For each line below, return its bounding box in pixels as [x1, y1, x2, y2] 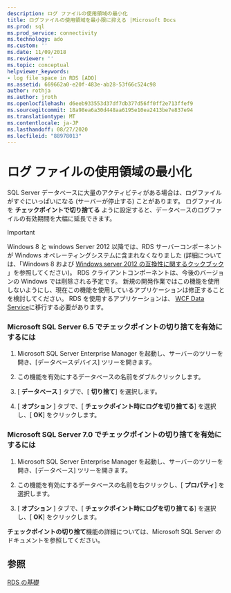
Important [7, 228, 35, 237]
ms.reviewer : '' [7, 55, 54, 62]
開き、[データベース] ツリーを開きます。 [17, 466, 131, 474]
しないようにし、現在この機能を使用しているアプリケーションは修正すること [7, 286, 225, 294]
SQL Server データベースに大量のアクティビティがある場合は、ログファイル [7, 188, 223, 197]
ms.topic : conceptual [7, 62, 70, 69]
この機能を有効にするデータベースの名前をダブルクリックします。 [17, 373, 205, 381]
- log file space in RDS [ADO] [7, 74, 98, 82]
